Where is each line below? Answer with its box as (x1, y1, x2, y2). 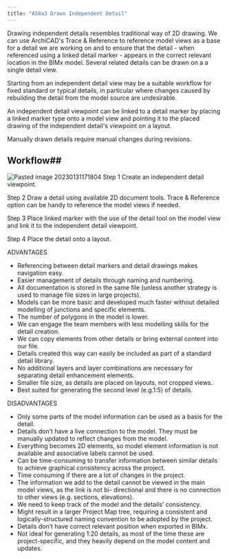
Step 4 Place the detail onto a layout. (7, 235, 111, 243)
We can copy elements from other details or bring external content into (17, 335, 219, 343)
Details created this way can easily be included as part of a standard (17, 349, 212, 358)
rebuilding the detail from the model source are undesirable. (7, 94, 177, 102)
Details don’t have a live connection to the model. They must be (17, 428, 198, 436)
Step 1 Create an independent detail (102, 173, 204, 181)
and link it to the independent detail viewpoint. (7, 222, 138, 230)
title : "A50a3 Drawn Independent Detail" (7, 10, 128, 17)
